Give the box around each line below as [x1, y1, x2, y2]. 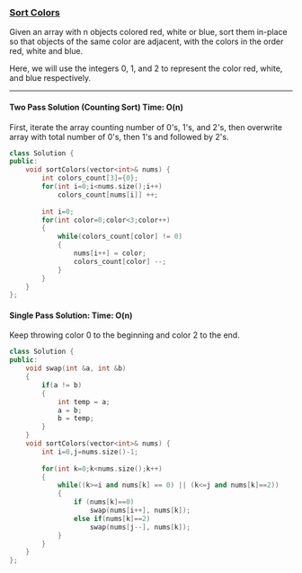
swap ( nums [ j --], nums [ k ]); [89, 523, 191, 532]
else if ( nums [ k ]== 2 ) [73, 514, 151, 523]
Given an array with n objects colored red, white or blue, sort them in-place [9, 27, 288, 38]
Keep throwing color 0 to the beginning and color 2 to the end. [9, 330, 240, 340]
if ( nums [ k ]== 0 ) [73, 498, 135, 507]
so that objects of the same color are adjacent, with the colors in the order [9, 36, 284, 47]
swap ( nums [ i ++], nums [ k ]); [89, 506, 191, 516]
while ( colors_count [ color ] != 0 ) [57, 232, 182, 242]
